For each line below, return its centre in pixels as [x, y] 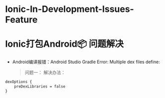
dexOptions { [19, 82]
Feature [21, 20]
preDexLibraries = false [40, 87]
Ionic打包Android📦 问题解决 [65, 44]
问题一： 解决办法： [45, 73]
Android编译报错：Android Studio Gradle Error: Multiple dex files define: [86, 62]
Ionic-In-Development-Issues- [70, 9]
